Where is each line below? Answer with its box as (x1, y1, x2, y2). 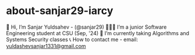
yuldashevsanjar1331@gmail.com (6, 42, 86, 49)
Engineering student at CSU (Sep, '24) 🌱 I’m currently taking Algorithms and (6, 29, 189, 36)
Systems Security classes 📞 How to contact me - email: (6, 36, 138, 43)
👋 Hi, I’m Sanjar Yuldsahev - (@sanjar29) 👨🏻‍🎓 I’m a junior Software (6, 23, 167, 30)
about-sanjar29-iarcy (6, 4, 114, 18)
